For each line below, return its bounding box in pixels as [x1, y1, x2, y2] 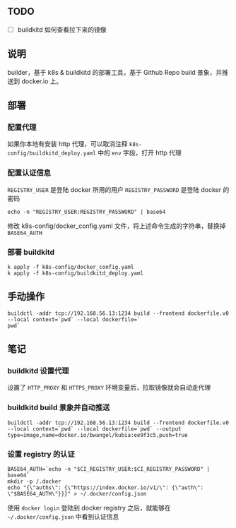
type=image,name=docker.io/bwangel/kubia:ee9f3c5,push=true [7, 431, 189, 438]
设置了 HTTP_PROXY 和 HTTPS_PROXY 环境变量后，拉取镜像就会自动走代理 [7, 383, 211, 392]
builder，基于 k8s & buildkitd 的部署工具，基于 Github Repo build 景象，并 [7, 68, 223, 76]
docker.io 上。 [20, 77, 63, 85]
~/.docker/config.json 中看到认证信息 [7, 512, 119, 521]
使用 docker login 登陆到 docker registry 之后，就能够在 [7, 504, 171, 512]
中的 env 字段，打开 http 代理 [98, 148, 182, 157]
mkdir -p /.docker [7, 478, 61, 486]
